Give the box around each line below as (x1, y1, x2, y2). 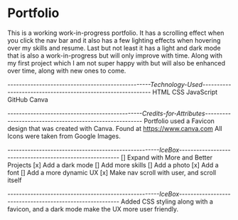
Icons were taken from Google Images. (7, 132, 121, 140)
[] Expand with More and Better (120, 153, 213, 162)
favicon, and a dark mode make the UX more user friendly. (7, 204, 179, 213)
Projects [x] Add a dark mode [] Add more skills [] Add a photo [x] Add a (7, 160, 219, 169)
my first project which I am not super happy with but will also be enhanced (7, 58, 226, 67)
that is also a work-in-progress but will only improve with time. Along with (7, 51, 222, 60)
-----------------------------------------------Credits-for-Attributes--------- (7, 109, 232, 117)
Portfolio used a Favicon (144, 116, 215, 125)
